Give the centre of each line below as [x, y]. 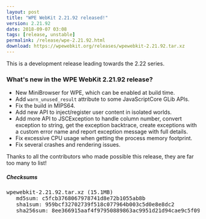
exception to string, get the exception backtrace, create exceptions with [106, 125]
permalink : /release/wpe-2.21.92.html [56, 40]
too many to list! [27, 163]
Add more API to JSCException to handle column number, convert [98, 119]
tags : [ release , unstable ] [41, 35]
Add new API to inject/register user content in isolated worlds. [93, 112]
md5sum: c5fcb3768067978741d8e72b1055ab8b [81, 199]
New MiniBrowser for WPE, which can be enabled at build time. [95, 93]
